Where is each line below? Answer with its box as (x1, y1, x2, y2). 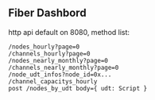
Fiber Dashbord (8, 6, 87, 20)
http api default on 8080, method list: (8, 27, 130, 37)
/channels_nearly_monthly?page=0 (8, 63, 119, 71)
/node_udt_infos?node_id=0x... (8, 71, 112, 79)
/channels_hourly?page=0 (8, 49, 91, 58)
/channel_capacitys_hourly (8, 77, 98, 86)
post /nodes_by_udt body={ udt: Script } (8, 84, 148, 92)
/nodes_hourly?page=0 (8, 43, 80, 51)
